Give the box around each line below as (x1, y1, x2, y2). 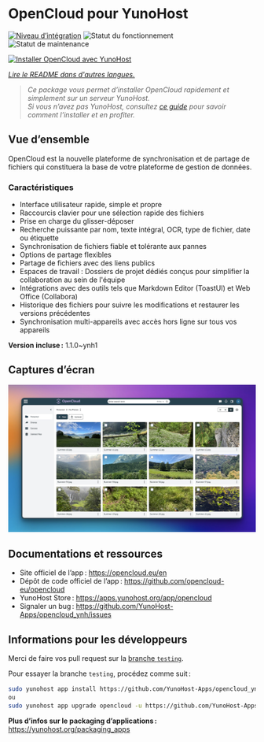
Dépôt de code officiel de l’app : (19, 577, 123, 586)
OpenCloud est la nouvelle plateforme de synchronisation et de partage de (8, 154, 250, 163)
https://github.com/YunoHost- (75, 602, 174, 611)
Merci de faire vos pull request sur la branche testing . (8, 654, 184, 663)
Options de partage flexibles (19, 250, 112, 260)
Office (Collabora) (19, 292, 79, 302)
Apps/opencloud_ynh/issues (19, 610, 112, 619)
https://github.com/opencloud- (124, 577, 225, 586)
